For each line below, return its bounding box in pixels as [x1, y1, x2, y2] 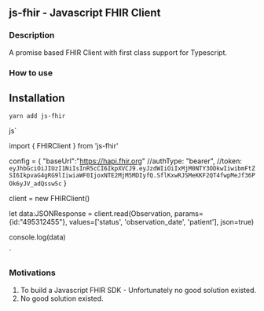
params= [174, 209, 203, 218]
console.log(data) [9, 232, 66, 242]
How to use [9, 67, 53, 78]
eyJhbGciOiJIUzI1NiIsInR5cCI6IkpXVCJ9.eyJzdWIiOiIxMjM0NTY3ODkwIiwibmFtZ [9, 165, 256, 173]
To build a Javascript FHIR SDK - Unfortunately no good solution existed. [20, 285, 256, 295]
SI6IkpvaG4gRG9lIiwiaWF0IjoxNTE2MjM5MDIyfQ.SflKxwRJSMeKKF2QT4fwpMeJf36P [9, 172, 256, 180]
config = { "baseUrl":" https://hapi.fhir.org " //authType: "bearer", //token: [9, 156, 243, 166]
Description [9, 30, 55, 41]
